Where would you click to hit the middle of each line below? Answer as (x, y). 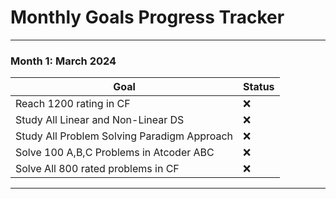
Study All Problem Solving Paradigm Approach (124, 136)
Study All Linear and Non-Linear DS (100, 120)
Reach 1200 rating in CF (73, 104)
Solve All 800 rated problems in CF (97, 169)
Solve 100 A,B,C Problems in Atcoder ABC (115, 153)
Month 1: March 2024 (63, 61)
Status (259, 87)
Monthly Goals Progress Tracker (147, 17)
